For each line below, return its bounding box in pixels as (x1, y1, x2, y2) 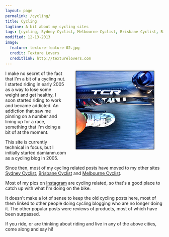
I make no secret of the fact (5, 70, 63, 76)
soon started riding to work (5, 97, 61, 103)
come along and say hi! (5, 226, 54, 232)
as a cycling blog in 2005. (5, 155, 59, 161)
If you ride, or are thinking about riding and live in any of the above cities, (5, 220, 157, 226)
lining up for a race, (5, 118, 46, 124)
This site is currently (5, 139, 48, 145)
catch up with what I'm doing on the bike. (5, 185, 91, 191)
